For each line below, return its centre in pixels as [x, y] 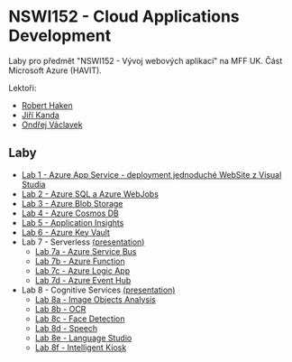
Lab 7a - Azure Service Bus [86, 251]
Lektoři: [23, 88]
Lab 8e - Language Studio [83, 338]
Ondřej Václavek [52, 125]
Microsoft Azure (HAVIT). [55, 70]
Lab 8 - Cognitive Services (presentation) [98, 290]
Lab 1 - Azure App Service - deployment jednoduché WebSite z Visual [151, 174]
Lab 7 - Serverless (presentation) [83, 242]
